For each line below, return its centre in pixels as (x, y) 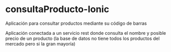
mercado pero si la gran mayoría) (40, 43)
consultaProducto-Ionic (57, 9)
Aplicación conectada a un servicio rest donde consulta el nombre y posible (86, 33)
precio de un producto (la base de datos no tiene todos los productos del (83, 38)
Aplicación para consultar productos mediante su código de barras (76, 23)
